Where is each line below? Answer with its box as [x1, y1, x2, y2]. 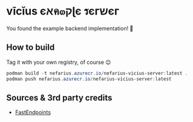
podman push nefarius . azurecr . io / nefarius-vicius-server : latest [6, 76, 172, 82]
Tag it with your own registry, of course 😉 [6, 58, 111, 66]
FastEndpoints [15, 109, 51, 116]
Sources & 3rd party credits [6, 92, 113, 103]
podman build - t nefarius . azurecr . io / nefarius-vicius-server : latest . [6, 70, 188, 76]
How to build [6, 42, 55, 53]
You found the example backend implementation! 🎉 [6, 24, 134, 32]
